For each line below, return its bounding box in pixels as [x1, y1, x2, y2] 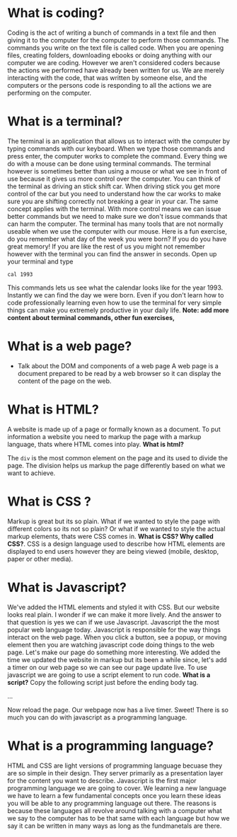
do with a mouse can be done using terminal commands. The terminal [7, 159, 211, 168]
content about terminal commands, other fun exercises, [7, 313, 175, 321]
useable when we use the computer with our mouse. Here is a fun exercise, [7, 227, 228, 235]
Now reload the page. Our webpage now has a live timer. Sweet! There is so [7, 705, 229, 714]
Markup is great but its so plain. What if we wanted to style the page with [7, 517, 221, 525]
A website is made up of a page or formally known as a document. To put [7, 425, 221, 433]
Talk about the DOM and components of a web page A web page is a [17, 361, 219, 370]
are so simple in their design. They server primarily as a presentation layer [7, 768, 224, 777]
